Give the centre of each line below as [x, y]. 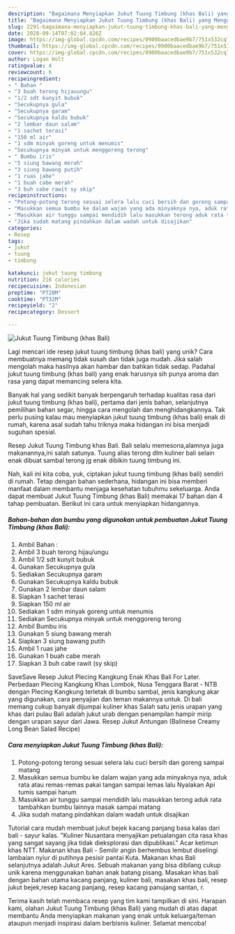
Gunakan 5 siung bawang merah [65, 634]
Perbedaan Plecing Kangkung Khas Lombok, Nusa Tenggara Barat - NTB [113, 684]
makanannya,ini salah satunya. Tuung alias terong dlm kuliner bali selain [111, 453]
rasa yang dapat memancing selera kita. [66, 381]
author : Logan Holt [36, 59]
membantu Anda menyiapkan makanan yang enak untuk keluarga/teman [112, 915]
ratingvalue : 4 [30, 66]
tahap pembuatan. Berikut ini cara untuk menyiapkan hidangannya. [104, 503]
